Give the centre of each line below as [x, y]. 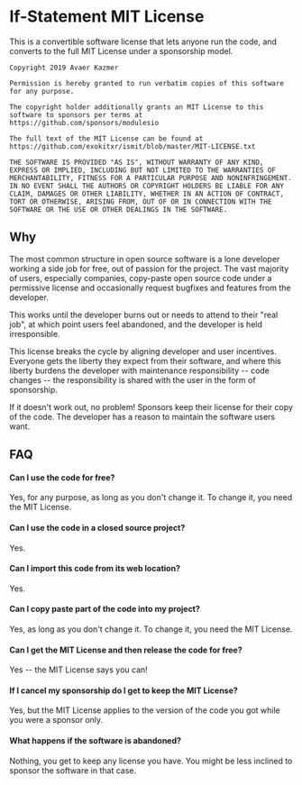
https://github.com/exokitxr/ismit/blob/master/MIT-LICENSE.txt [133, 146]
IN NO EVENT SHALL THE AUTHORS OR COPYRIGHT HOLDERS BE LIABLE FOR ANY [146, 186]
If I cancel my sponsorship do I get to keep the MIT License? [124, 690]
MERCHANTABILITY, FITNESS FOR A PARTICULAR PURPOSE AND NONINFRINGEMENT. [151, 178]
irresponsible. [35, 333]
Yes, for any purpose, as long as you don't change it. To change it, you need [151, 497]
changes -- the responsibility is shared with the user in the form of [133, 379]
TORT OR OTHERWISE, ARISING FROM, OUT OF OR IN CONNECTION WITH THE [141, 201]
